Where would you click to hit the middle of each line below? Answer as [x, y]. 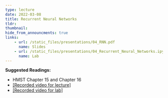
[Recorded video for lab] [38, 91]
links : [12, 38]
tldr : [11, 24]
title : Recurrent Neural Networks [41, 19]
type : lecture [20, 10]
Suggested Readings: [28, 70]
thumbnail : [16, 28]
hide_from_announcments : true [37, 33]
